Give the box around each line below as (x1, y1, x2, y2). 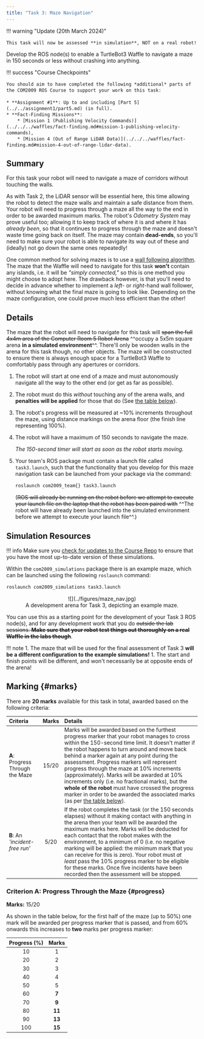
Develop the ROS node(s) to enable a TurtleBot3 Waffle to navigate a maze (6, 50, 193, 58)
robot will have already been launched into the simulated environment (15, 507, 190, 514)
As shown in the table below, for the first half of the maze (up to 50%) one (6, 913, 192, 920)
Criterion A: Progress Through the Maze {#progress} (6, 887, 165, 896)
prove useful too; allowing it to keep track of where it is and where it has (6, 219, 187, 226)
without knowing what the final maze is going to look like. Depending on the (6, 289, 195, 296)
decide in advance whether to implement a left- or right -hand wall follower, (6, 282, 194, 289)
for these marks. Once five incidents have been (64, 863, 182, 871)
